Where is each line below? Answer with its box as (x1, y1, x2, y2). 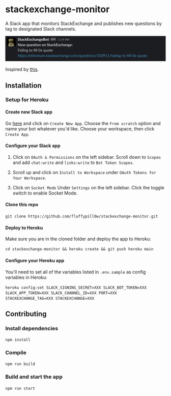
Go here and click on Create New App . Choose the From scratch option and (5, 120, 161, 126)
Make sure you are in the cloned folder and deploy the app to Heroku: (5, 236, 151, 242)
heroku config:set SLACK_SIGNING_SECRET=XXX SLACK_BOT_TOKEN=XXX (5, 285, 147, 290)
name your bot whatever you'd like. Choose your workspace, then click (5, 126, 155, 132)
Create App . (5, 131, 30, 137)
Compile (5, 349, 26, 356)
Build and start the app (5, 373, 63, 380)
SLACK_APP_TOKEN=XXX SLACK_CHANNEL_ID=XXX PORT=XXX (5, 290, 117, 296)
